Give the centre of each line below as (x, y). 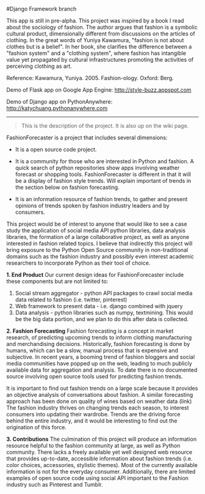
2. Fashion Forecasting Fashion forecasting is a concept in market (90, 331)
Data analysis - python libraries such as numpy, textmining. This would (104, 312)
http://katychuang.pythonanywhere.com (57, 108)
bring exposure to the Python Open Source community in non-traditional (97, 250)
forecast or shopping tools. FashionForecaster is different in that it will (103, 174)
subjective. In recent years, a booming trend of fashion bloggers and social (101, 357)
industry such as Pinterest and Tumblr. (55, 485)
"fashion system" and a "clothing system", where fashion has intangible (96, 53)
